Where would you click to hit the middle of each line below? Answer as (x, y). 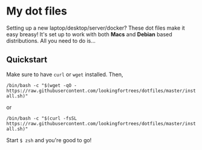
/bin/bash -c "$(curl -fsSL (42, 118)
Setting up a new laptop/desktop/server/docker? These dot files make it (96, 28)
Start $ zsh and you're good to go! (49, 140)
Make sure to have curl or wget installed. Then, (65, 74)
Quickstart (27, 60)
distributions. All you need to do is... (51, 41)
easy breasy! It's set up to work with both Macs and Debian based (89, 34)
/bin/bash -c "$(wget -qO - (42, 85)
